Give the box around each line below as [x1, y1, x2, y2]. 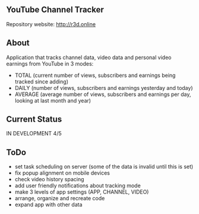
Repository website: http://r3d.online [6, 20, 96, 27]
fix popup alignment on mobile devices [14, 169, 110, 176]
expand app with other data [14, 201, 83, 208]
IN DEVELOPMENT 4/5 [6, 130, 62, 137]
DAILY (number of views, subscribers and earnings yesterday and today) [14, 84, 193, 91]
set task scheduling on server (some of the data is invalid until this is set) [14, 163, 194, 170]
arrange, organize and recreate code [14, 195, 105, 202]
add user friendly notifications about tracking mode [14, 182, 141, 190]
